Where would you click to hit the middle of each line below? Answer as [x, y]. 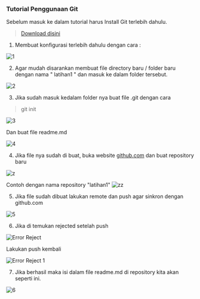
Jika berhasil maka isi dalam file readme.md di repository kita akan [97, 272]
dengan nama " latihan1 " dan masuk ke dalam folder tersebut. [91, 75]
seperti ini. [28, 279]
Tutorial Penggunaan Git [42, 9]
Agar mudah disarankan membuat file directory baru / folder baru [95, 68]
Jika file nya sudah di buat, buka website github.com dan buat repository [104, 155]
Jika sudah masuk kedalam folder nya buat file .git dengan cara [93, 98]
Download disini [41, 33]
